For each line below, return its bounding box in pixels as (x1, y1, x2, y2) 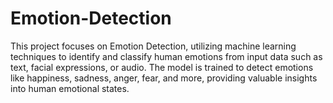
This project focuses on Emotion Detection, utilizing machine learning (10, 40, 297, 52)
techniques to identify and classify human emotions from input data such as (10, 50, 323, 62)
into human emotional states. (10, 82, 130, 94)
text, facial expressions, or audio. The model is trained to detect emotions (10, 61, 314, 73)
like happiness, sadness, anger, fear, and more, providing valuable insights (10, 72, 318, 84)
